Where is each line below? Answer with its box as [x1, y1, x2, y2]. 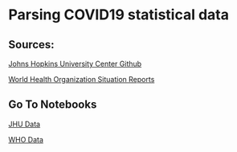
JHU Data [8, 119, 41, 129]
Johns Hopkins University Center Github [8, 59, 142, 68]
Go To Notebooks [8, 98, 97, 112]
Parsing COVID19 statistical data [8, 6, 229, 24]
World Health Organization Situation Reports [8, 75, 155, 84]
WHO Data [8, 134, 44, 144]
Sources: [8, 38, 55, 51]
